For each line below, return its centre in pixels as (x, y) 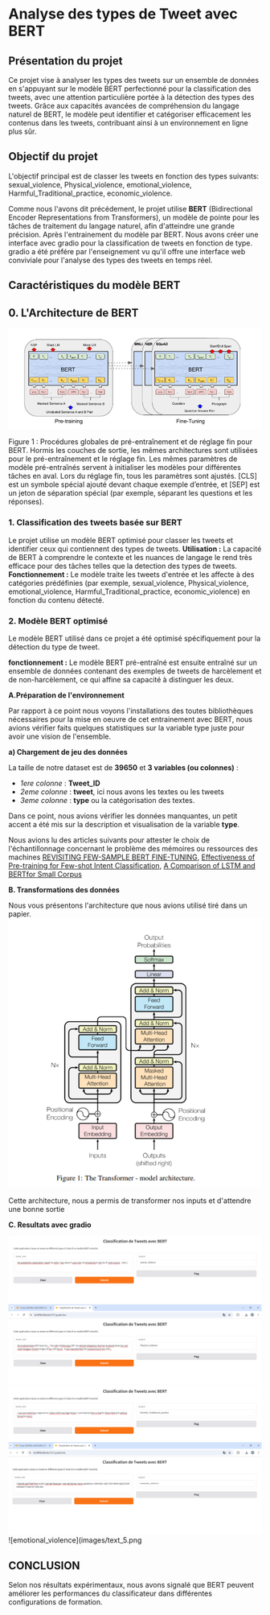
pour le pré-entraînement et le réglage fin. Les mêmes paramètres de (123, 459)
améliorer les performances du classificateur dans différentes (110, 1593)
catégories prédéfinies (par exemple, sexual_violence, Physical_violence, (129, 583)
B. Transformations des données (64, 890)
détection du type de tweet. (54, 647)
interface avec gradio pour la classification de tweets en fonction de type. (131, 243)
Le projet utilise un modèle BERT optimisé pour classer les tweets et (121, 540)
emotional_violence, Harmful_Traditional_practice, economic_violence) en (129, 591)
